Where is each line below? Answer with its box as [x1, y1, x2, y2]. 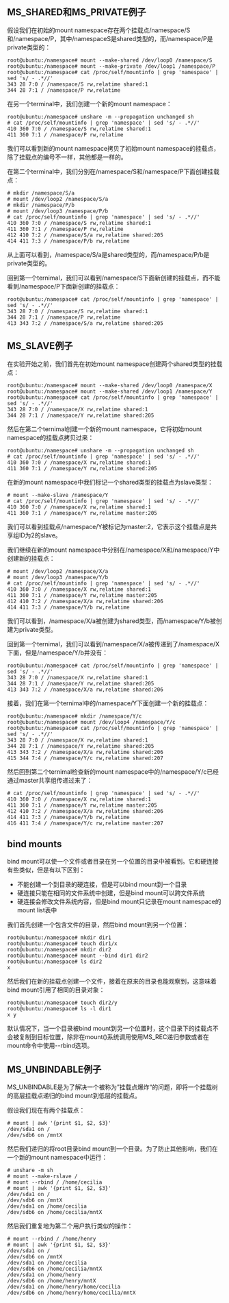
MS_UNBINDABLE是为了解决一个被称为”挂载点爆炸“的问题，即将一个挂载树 [7, 1083, 218, 1091]
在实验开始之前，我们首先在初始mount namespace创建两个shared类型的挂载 [7, 359, 223, 368]
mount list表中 [16, 906, 57, 914]
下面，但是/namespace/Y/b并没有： [7, 648, 108, 657]
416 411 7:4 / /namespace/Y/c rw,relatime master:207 [7, 820, 164, 827]
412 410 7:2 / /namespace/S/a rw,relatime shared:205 [7, 232, 164, 239]
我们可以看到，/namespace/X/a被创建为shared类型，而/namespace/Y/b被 [7, 616, 217, 625]
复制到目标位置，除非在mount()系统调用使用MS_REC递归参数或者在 [18, 1033, 210, 1041]
